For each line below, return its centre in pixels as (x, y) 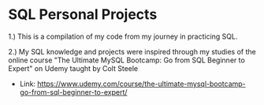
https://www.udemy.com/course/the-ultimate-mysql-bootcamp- (141, 84)
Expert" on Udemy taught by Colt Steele (73, 68)
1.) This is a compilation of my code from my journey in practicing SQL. (123, 36)
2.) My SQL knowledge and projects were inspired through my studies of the (132, 51)
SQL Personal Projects (83, 15)
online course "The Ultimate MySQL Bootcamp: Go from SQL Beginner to (127, 60)
